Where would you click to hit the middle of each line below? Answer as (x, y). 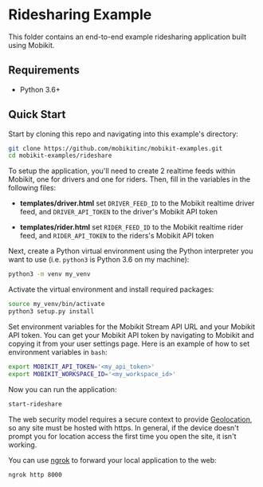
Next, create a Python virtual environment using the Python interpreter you (131, 251)
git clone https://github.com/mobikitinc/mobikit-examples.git (116, 148)
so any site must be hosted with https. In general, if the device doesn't (124, 427)
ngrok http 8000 (35, 475)
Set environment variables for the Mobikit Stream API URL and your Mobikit (132, 326)
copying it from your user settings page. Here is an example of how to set (129, 344)
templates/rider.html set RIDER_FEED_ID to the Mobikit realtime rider (131, 227)
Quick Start (37, 114)
